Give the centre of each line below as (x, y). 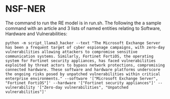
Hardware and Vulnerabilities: (36, 34)
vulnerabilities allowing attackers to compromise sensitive (72, 52)
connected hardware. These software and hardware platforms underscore (83, 70)
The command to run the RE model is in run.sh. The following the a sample (83, 23)
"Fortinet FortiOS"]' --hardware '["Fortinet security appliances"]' (81, 83)
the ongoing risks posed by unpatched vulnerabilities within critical (83, 74)
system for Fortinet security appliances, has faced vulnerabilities (81, 61)
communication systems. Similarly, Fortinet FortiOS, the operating (79, 56)
